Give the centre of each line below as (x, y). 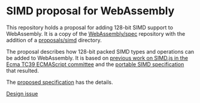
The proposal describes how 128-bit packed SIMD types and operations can (100, 51)
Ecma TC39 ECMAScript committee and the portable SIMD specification (95, 64)
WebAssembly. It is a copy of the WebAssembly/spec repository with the (96, 33)
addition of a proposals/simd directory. (54, 40)
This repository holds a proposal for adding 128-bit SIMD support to (90, 27)
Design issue (22, 93)
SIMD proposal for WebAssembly (90, 11)
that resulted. (22, 70)
